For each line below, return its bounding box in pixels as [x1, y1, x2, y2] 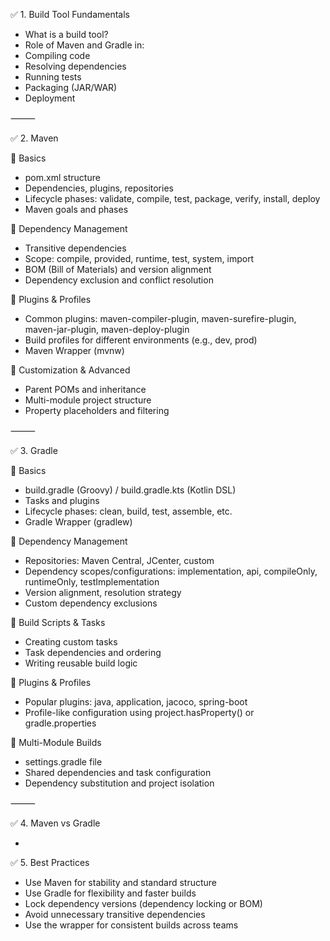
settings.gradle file [24, 756, 103, 768]
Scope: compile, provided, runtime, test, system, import [24, 253, 255, 264]
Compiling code [24, 50, 91, 61]
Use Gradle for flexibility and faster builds [24, 887, 197, 899]
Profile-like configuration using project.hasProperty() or [24, 707, 255, 718]
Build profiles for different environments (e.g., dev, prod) [24, 334, 258, 346]
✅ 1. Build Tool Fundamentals [10, 9, 131, 20]
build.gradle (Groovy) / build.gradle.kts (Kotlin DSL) [24, 484, 237, 496]
